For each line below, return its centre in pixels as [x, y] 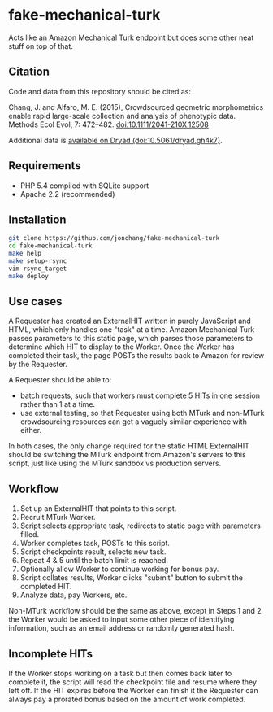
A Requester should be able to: [60, 380]
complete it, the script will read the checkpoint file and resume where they [133, 682]
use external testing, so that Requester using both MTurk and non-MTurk [142, 413]
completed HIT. [46, 587]
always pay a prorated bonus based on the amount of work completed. [127, 699]
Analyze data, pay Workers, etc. [74, 595]
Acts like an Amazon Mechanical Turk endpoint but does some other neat [131, 37]
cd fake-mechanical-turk [50, 246]
